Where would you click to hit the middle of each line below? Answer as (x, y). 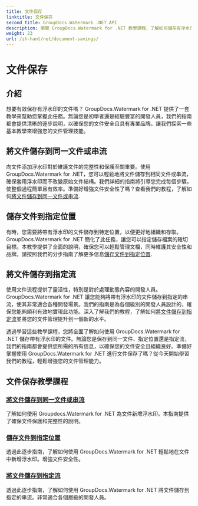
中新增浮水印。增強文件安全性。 (45, 459)
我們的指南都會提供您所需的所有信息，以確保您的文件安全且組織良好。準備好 (99, 346)
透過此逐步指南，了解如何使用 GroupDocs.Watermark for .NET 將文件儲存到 (98, 489)
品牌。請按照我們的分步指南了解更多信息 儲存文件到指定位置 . (79, 254)
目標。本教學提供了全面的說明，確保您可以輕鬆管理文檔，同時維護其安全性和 (99, 247)
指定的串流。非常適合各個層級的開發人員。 (58, 497)
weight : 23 (19, 34)
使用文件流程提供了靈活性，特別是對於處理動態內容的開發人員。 (83, 290)
